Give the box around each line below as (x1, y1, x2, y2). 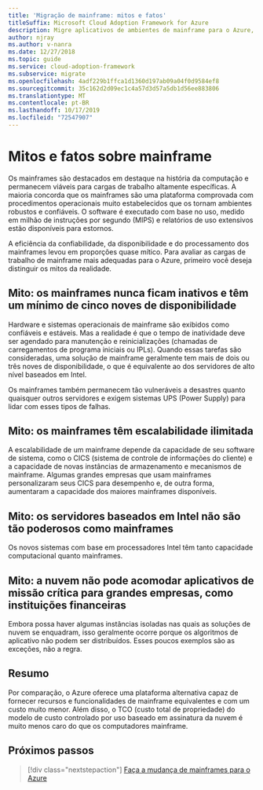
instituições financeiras (8, 598, 127, 612)
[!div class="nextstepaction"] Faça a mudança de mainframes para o (27, 765, 251, 774)
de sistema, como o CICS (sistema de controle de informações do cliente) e (8, 453, 253, 463)
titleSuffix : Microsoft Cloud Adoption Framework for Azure (8, 19, 210, 27)
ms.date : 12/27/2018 (8, 48, 76, 56)
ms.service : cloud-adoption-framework (8, 63, 135, 71)
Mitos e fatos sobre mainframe (8, 148, 212, 166)
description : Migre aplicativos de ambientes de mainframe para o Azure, (8, 26, 255, 34)
